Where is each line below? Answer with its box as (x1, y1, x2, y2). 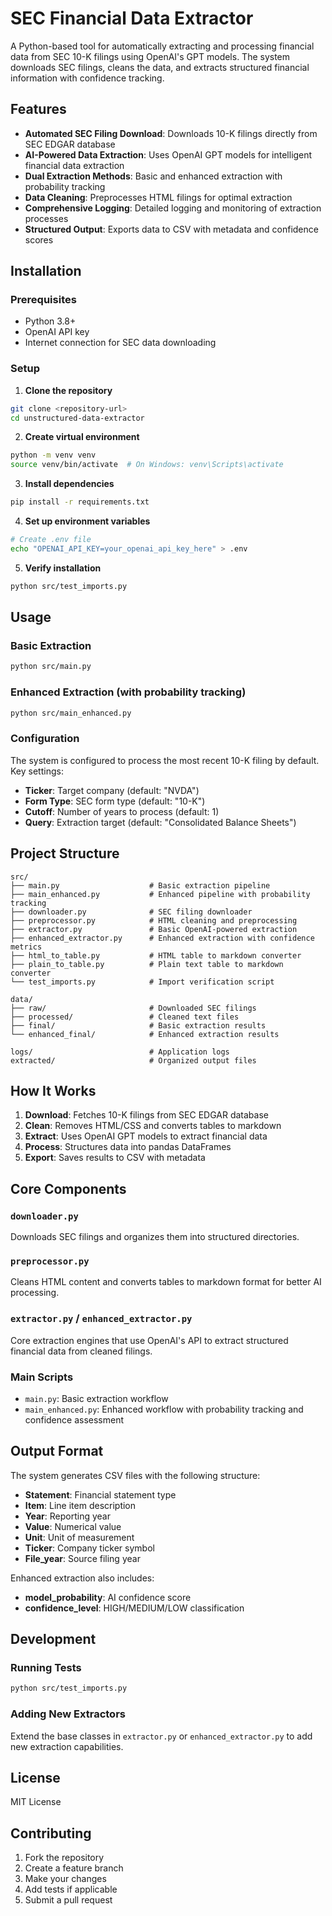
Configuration (10, 732, 80, 746)
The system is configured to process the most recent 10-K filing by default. (10, 754, 320, 766)
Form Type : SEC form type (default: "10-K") (24, 795, 206, 807)
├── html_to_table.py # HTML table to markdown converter (10, 950, 302, 961)
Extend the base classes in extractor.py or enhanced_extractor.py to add (10, 1730, 313, 1742)
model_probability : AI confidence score (24, 1591, 192, 1603)
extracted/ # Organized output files (10, 1055, 257, 1066)
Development (10, 1631, 97, 1648)
